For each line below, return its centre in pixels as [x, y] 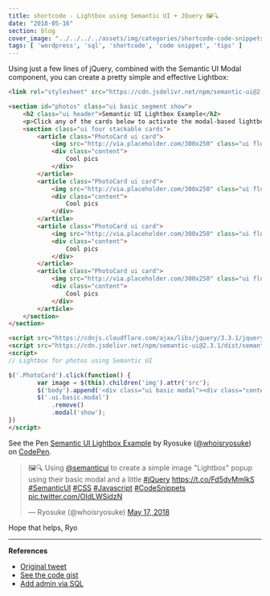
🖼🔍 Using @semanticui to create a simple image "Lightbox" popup [140, 467]
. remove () [67, 405]
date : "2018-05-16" [41, 23]
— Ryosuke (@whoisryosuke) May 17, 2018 [99, 511]
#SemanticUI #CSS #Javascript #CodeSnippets [107, 487]
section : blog [32, 31]
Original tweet [43, 566]
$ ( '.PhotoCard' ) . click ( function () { [70, 375]
